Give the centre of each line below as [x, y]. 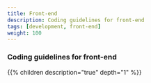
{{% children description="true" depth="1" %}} [74, 72]
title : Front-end [32, 13]
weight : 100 [24, 33]
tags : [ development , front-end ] [54, 26]
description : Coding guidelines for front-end [76, 20]
